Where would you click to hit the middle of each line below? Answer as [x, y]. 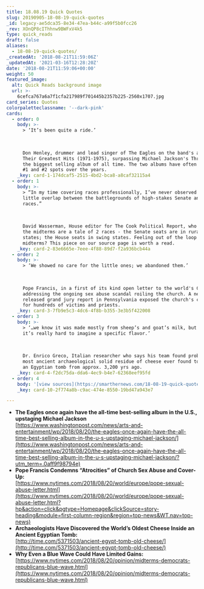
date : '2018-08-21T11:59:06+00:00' [51, 68]
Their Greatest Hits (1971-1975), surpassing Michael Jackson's [105, 158]
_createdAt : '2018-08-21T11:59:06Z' [53, 57]
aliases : [17, 46]
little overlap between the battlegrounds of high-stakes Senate [107, 198]
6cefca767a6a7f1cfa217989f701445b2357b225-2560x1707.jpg [91, 96]
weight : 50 [20, 74]
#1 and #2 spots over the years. [65, 170]
